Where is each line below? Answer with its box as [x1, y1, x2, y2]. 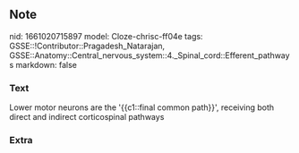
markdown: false [15, 59, 78, 70]
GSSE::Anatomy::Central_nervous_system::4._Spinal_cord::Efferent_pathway [9, 49, 290, 61]
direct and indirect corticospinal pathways [9, 112, 165, 123]
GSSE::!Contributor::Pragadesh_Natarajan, [9, 40, 166, 51]
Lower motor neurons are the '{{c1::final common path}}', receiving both [9, 102, 275, 113]
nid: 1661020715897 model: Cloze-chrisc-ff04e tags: [9, 30, 203, 41]
